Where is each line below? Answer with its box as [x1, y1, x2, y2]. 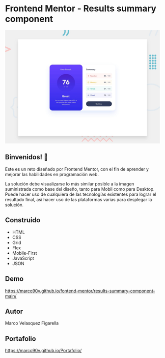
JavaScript [12, 255, 34, 261]
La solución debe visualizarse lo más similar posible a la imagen [5, 180, 134, 187]
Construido [5, 216, 41, 224]
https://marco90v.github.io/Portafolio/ [5, 348, 82, 354]
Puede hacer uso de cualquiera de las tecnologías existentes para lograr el [5, 191, 156, 197]
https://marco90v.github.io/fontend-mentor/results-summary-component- [5, 288, 156, 294]
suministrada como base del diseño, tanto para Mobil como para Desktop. [5, 186, 155, 192]
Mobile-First [12, 250, 37, 256]
